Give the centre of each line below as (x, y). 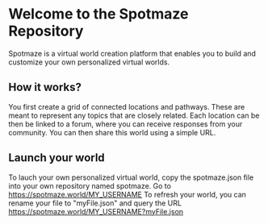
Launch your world (57, 158)
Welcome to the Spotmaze (98, 14)
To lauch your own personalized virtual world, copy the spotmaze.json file (131, 177)
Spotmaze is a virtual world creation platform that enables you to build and (132, 53)
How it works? (45, 87)
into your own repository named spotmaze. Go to (90, 185)
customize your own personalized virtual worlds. (89, 62)
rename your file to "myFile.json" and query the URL (95, 203)
